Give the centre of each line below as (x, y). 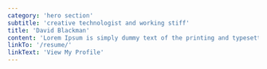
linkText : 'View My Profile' (56, 52)
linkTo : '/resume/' (40, 45)
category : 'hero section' (50, 15)
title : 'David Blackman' (49, 30)
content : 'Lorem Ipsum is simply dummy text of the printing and (118, 38)
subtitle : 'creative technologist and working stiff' (99, 23)
